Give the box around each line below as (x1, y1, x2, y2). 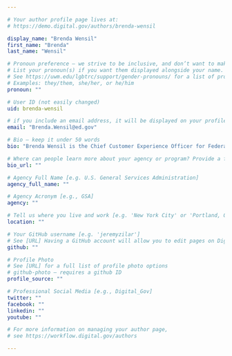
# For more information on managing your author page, (7, 326, 168, 333)
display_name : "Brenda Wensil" (7, 35, 97, 42)
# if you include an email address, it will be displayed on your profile (7, 118, 227, 124)
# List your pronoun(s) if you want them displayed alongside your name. (7, 67, 224, 74)
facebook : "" (7, 301, 45, 308)
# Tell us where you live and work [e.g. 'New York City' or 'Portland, (7, 212, 221, 219)
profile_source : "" (7, 276, 64, 283)
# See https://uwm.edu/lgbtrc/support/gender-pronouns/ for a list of (7, 73, 215, 80)
